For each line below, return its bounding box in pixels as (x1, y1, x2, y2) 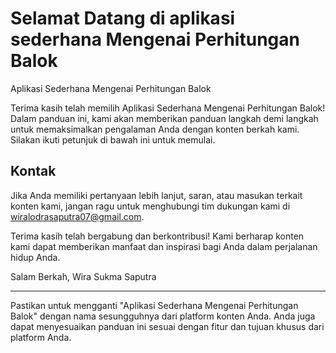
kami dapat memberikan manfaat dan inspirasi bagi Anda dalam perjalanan (10, 240, 318, 252)
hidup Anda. (10, 251, 61, 263)
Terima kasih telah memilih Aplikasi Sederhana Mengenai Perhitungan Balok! (10, 102, 326, 114)
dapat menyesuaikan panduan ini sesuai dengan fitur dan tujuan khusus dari (10, 320, 325, 332)
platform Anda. (10, 331, 72, 343)
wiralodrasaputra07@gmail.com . (10, 210, 145, 222)
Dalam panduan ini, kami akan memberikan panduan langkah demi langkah (10, 112, 319, 124)
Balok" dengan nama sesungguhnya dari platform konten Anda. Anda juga (10, 310, 316, 322)
